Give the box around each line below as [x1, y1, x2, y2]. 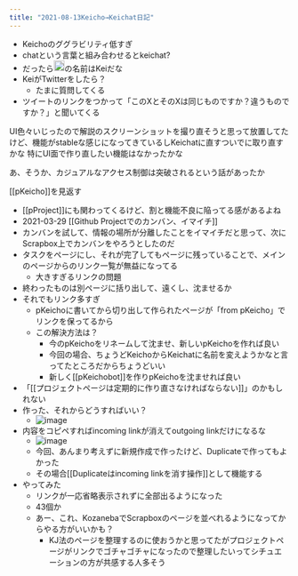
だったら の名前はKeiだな [21, 63, 123, 74]
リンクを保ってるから [35, 316, 114, 327]
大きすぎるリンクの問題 [35, 272, 122, 283]
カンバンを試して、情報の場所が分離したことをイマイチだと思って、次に [21, 228, 286, 238]
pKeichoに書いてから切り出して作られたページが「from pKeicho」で [35, 305, 286, 316]
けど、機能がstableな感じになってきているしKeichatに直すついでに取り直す [9, 137, 284, 148]
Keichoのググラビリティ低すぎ [21, 38, 133, 49]
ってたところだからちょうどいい [48, 361, 166, 372]
